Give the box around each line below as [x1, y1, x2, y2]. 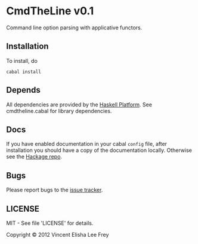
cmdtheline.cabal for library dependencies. [6, 107, 112, 114]
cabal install [6, 69, 42, 75]
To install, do [6, 57, 38, 64]
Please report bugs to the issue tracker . [6, 187, 103, 194]
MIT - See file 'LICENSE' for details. [6, 219, 94, 227]
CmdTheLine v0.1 [6, 4, 94, 18]
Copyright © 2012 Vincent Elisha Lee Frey [6, 231, 109, 238]
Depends [6, 85, 41, 95]
